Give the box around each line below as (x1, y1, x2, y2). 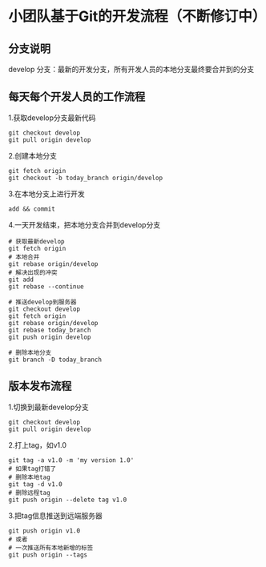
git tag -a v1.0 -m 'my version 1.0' (8, 456, 135, 464)
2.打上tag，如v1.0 (8, 440, 66, 449)
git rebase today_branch (8, 326, 91, 334)
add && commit (8, 205, 56, 213)
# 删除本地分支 (8, 348, 52, 356)
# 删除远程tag (8, 489, 50, 497)
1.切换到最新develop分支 (8, 402, 90, 412)
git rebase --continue (8, 282, 84, 291)
